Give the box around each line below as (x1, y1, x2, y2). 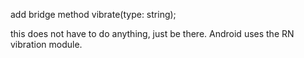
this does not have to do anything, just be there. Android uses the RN (10, 28, 295, 39)
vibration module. (10, 39, 83, 50)
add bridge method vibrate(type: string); (10, 9, 177, 20)
